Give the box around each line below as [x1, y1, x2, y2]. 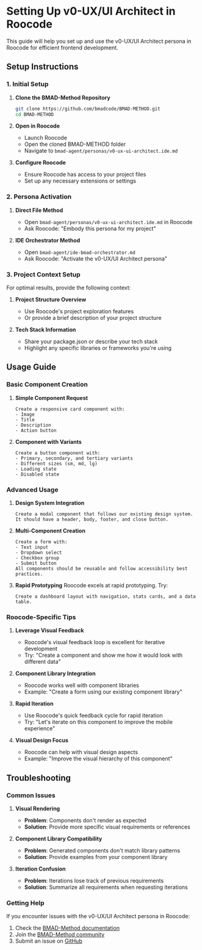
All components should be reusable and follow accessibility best [15, 565, 188, 571]
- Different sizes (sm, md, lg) [15, 460, 98, 466]
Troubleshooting [6, 772, 71, 783]
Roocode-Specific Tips [6, 612, 76, 621]
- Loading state [15, 466, 57, 472]
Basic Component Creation [6, 380, 88, 389]
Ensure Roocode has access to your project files [24, 171, 146, 178]
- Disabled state [15, 471, 60, 477]
